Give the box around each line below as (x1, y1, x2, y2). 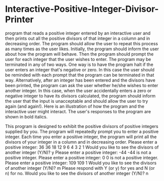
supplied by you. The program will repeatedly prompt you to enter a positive (5, 128, 159, 134)
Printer (5, 14, 34, 25)
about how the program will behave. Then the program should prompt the (5, 51, 154, 57)
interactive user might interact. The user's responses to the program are (5, 108, 151, 114)
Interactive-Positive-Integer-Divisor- (5, 3, 159, 15)
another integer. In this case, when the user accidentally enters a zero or (5, 88, 152, 93)
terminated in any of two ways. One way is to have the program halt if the (5, 61, 154, 67)
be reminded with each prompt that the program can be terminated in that (5, 72, 155, 78)
